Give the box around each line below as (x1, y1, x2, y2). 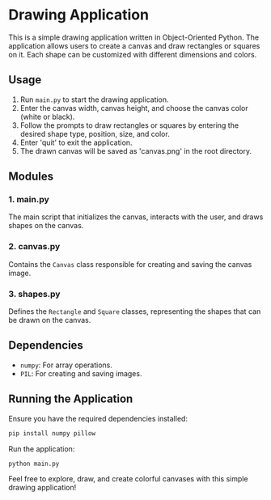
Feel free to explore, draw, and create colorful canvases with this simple (8, 474, 248, 484)
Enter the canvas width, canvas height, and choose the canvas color (19, 103, 248, 112)
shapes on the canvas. (8, 221, 84, 231)
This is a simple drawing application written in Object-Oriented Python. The (8, 32, 260, 42)
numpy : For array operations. (19, 360, 113, 370)
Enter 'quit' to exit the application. (19, 138, 133, 147)
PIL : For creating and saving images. (19, 368, 142, 378)
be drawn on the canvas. (8, 316, 91, 325)
